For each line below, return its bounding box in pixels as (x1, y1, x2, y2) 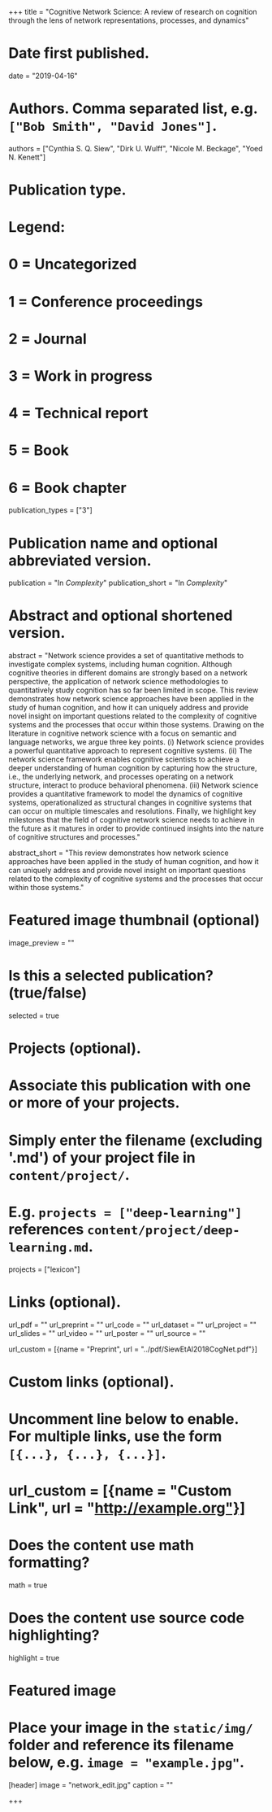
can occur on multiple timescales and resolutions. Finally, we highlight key (8, 806, 257, 816)
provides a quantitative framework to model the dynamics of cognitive (8, 789, 244, 799)
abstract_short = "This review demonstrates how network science (8, 848, 229, 858)
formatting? (8, 1553, 90, 1572)
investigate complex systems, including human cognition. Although (8, 659, 233, 670)
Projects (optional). (8, 1039, 142, 1058)
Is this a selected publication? (8, 967, 214, 985)
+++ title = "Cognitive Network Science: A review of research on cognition (8, 7, 257, 16)
